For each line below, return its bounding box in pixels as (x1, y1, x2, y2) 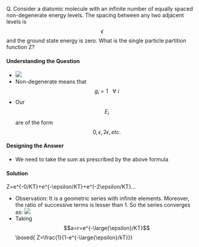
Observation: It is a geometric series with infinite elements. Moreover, (15, 195, 190, 202)
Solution (6, 169, 29, 177)
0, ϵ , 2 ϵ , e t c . (93, 128, 121, 135)
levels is (6, 18, 27, 25)
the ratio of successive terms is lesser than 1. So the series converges (15, 201, 190, 209)
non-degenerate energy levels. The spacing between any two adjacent (6, 12, 184, 19)
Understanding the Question (6, 57, 80, 64)
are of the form (15, 118, 54, 126)
